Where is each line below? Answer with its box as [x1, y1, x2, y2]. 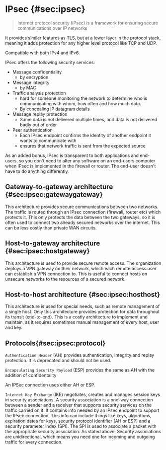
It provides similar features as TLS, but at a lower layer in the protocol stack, [5, 35, 161, 41]
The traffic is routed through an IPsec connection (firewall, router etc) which [5, 209, 161, 215]
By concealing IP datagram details [19, 106, 90, 112]
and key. [5, 324, 23, 331]
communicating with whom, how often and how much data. [19, 100, 142, 106]
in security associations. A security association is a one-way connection [5, 397, 153, 403]
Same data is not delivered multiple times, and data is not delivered [19, 116, 158, 122]
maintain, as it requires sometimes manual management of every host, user [5, 319, 160, 325]
